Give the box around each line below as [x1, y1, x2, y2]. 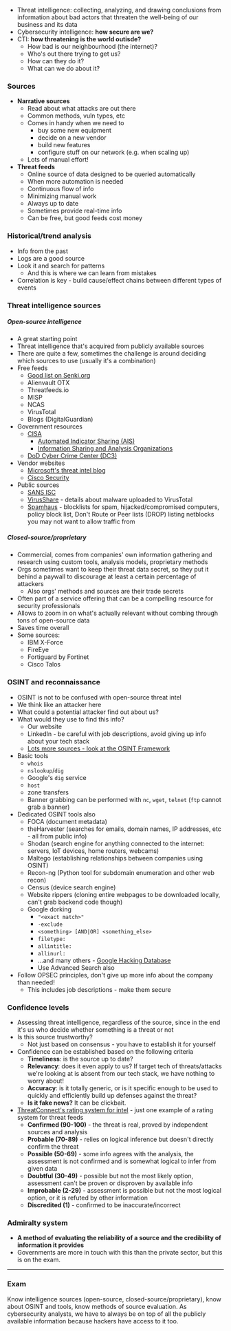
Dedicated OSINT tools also [16, 810, 96, 818]
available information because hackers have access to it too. [7, 1317, 179, 1325]
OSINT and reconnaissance [7, 678, 101, 687]
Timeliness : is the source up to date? [27, 1055, 133, 1063]
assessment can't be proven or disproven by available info [27, 1179, 193, 1187]
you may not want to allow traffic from [27, 517, 135, 526]
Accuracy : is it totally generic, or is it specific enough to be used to [27, 1084, 219, 1092]
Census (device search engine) [27, 883, 116, 891]
